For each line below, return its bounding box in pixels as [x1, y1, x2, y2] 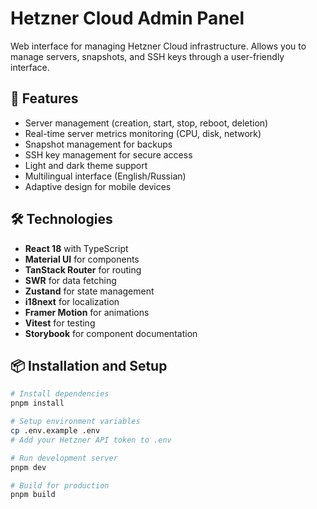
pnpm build [10, 490, 56, 500]
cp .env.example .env [10, 426, 101, 436]
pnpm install [10, 398, 65, 409]
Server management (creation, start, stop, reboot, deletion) [24, 117, 269, 129]
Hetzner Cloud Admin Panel [10, 7, 245, 30]
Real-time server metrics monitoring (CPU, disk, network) [24, 127, 262, 139]
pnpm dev [10, 462, 47, 472]
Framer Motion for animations [24, 306, 150, 318]
